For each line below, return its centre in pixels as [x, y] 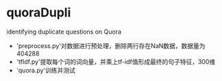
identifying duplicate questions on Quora [64, 32]
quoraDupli [39, 13]
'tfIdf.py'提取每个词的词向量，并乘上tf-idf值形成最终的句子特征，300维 [116, 61]
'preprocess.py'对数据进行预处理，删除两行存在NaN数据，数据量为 [111, 45]
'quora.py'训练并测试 [46, 70]
